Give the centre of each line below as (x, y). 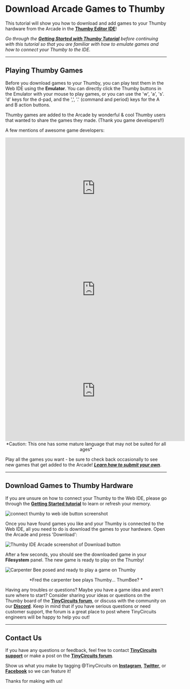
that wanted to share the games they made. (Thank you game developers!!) (85, 120)
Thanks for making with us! (34, 681)
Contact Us (24, 638)
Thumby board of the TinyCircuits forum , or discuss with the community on (86, 601)
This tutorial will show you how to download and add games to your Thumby (86, 23)
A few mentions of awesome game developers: (55, 130)
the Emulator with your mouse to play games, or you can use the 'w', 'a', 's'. (85, 94)
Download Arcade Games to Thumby (85, 9)
